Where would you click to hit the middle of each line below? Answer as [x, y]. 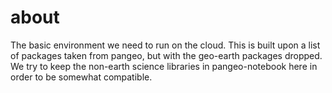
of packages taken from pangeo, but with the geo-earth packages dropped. [166, 55]
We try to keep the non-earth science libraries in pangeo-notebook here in [164, 66]
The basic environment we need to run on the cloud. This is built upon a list [165, 45]
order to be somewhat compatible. [81, 77]
